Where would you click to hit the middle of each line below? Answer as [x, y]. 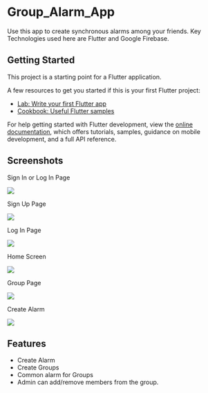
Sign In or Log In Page [39, 178]
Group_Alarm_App [61, 12]
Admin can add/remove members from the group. [88, 382]
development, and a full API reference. [62, 139]
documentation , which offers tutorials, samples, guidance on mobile [104, 131]
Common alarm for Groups [55, 375]
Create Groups [38, 367]
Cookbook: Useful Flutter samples [66, 111]
